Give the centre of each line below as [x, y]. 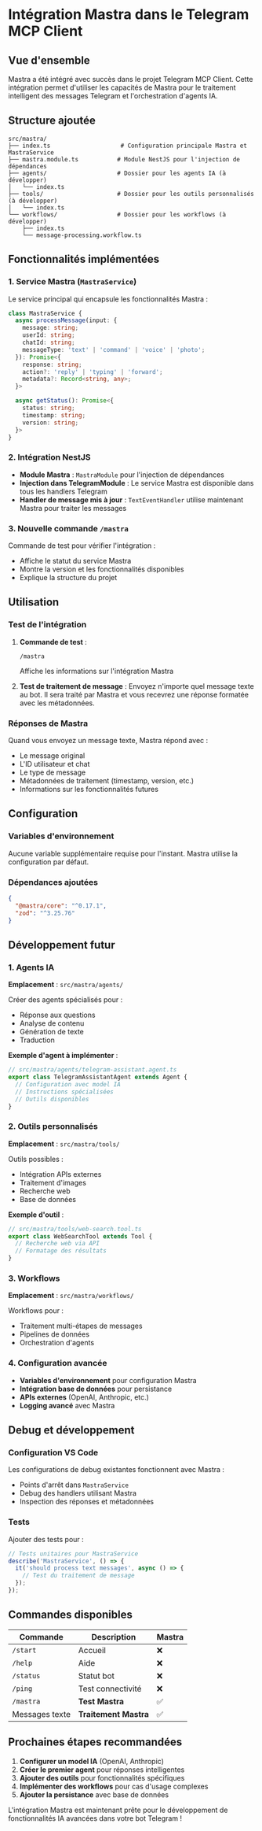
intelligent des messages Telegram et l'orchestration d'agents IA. [113, 96]
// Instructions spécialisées [64, 1092]
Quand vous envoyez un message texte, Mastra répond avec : [108, 740]
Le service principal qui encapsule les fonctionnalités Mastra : [108, 299]
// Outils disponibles [52, 1099]
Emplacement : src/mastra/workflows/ [71, 1296]
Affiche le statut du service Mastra [75, 560]
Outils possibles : [36, 1159]
